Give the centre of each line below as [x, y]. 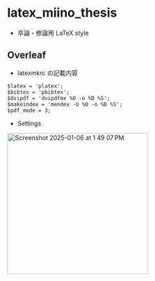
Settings [29, 123]
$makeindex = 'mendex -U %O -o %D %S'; [65, 104]
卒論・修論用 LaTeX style [53, 33]
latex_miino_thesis [62, 13]
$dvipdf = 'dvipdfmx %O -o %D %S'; [59, 98]
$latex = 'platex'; [35, 86]
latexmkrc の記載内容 [47, 73]
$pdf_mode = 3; [29, 110]
